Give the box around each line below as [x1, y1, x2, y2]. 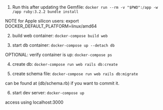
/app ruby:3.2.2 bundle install [12, 9, 79, 14]
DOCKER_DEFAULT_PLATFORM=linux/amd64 [5, 23, 97, 29]
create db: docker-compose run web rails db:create [12, 61, 118, 67]
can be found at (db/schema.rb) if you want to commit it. [5, 81, 119, 86]
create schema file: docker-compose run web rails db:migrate [12, 71, 138, 77]
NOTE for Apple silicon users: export [5, 18, 80, 24]
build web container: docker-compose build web [12, 33, 108, 38]
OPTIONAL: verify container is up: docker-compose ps [5, 52, 112, 57]
